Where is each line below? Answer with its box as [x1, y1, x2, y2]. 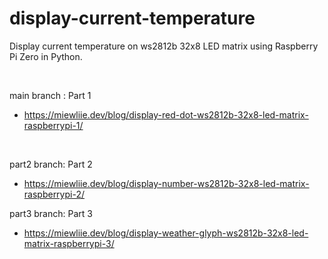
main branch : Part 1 [9, 89, 92, 101]
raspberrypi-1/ [23, 119, 84, 131]
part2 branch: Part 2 [9, 158, 93, 170]
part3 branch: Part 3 [9, 207, 93, 219]
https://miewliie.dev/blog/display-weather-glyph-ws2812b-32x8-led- [23, 227, 309, 239]
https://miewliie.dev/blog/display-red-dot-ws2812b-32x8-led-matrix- [23, 108, 309, 121]
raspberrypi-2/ [23, 188, 85, 200]
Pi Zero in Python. [9, 50, 83, 62]
